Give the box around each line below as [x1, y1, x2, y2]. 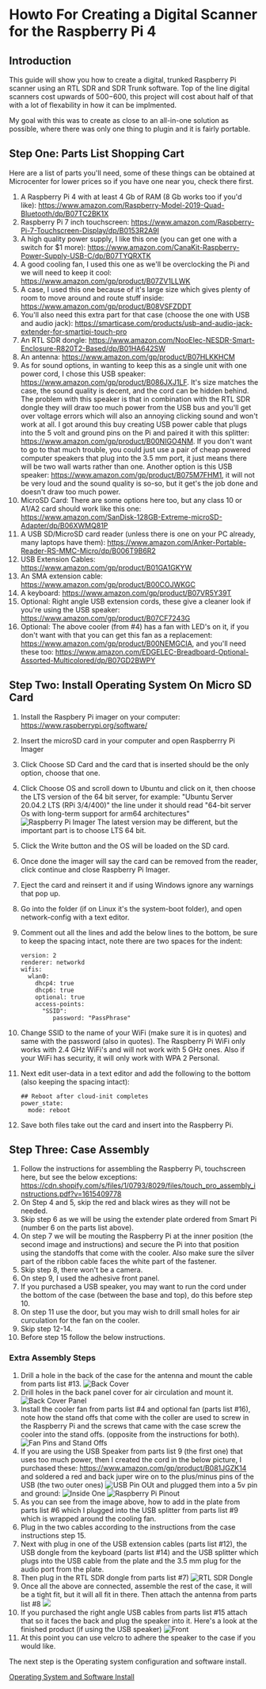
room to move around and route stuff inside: [20, 293, 165, 302]
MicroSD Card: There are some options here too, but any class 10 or [20, 495, 242, 505]
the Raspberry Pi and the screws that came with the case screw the [20, 1421, 241, 1430]
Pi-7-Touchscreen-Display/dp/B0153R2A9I [20, 225, 160, 235]
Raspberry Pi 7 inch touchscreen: [20, 217, 130, 227]
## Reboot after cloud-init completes [20, 1092, 149, 1100]
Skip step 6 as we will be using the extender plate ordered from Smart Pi [20, 1215, 257, 1224]
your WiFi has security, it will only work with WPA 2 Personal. [20, 1053, 220, 1062]
